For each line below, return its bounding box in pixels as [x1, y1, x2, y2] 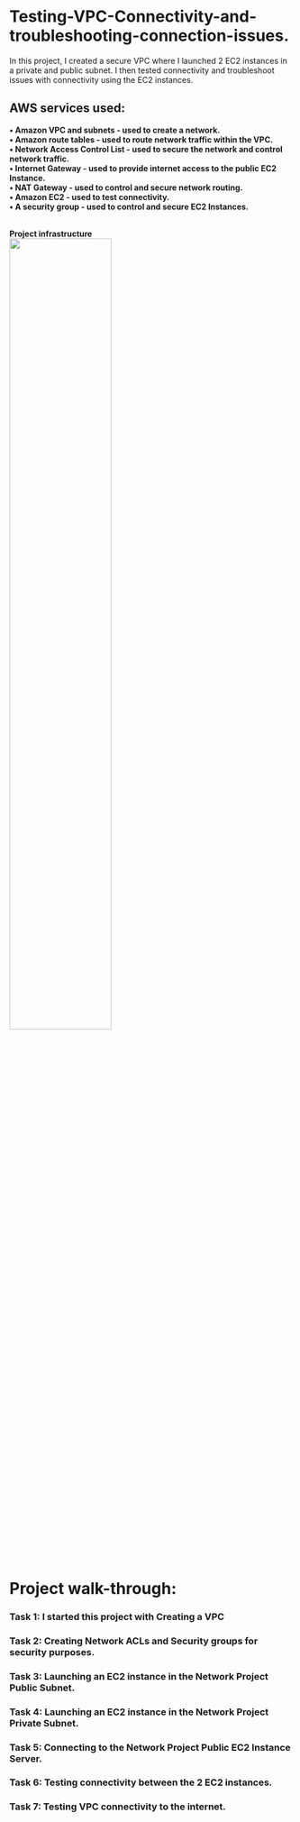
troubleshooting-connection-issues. [9, 25, 290, 46]
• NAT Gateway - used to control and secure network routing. [9, 182, 243, 193]
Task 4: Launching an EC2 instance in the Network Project [9, 1706, 269, 1718]
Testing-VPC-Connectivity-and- [9, 6, 257, 27]
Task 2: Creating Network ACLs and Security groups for [9, 1634, 259, 1647]
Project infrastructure [9, 228, 93, 239]
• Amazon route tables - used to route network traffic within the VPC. [9, 133, 273, 145]
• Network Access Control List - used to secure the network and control [9, 143, 283, 154]
